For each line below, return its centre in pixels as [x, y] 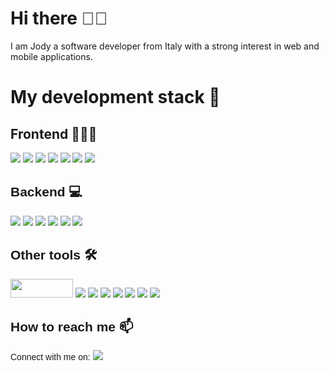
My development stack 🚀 [115, 97]
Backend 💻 [46, 192]
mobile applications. [51, 56]
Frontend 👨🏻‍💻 [54, 133]
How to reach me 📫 [72, 326]
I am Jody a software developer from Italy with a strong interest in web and [165, 46]
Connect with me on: [50, 357]
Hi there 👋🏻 [59, 18]
